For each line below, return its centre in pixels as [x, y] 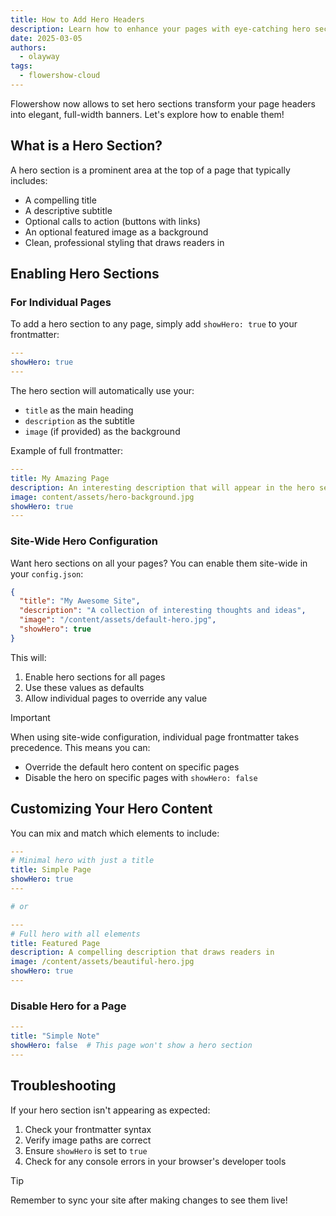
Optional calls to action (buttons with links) [113, 221]
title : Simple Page [51, 870]
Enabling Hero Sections [85, 274]
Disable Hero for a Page [68, 1006]
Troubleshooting [63, 1086]
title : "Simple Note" [55, 1036]
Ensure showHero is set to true [86, 1150]
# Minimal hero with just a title [82, 861]
